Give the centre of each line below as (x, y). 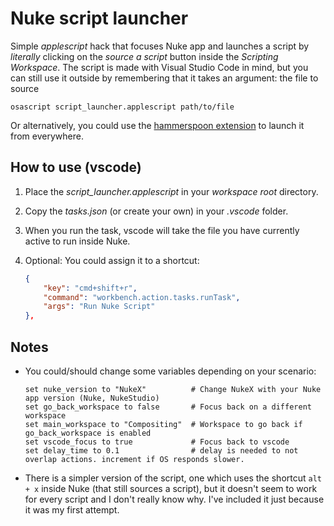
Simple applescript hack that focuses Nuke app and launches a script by (160, 46)
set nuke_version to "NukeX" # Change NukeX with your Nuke (173, 389)
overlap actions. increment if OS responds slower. (134, 459)
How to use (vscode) (76, 167)
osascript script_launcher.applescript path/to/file (122, 107)
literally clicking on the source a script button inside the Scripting (144, 56)
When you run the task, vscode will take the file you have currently (162, 230)
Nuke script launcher (99, 18)
